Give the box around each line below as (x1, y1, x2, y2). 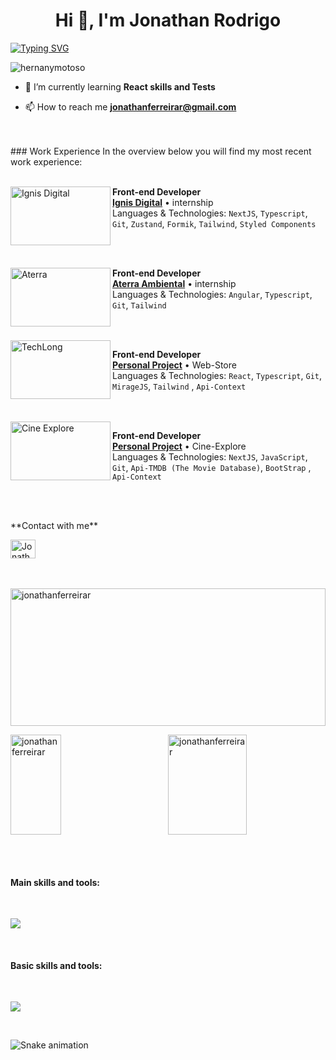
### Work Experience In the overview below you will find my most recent (10, 145, 312, 157)
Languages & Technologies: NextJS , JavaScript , (112, 450, 308, 463)
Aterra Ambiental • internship (112, 277, 237, 289)
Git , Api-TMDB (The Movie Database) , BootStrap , (112, 461, 312, 473)
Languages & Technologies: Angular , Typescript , (112, 288, 313, 300)
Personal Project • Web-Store (112, 359, 237, 371)
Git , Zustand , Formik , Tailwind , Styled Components (112, 217, 317, 229)
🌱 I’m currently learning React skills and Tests (24, 80, 216, 93)
